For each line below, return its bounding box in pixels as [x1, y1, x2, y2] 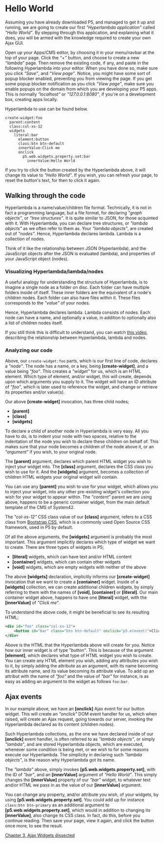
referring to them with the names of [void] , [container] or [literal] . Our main [5, 589, 158, 595]
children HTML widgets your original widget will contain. [5, 474, 119, 480]
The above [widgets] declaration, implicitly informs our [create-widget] [5, 574, 150, 580]
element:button [18, 137, 49, 142]
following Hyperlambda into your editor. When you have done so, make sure [5, 65, 158, 71]
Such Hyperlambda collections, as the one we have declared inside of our [5, 731, 154, 737]
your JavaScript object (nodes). [5, 255, 69, 261]
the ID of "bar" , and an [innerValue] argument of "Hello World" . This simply [5, 771, 157, 777]
